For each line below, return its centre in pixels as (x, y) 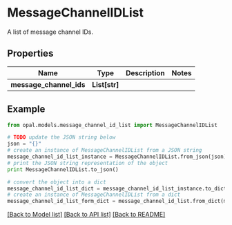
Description (145, 72)
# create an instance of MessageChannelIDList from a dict (94, 195)
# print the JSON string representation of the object (88, 163)
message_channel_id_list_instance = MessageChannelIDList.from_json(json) (117, 157)
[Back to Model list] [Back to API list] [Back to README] (86, 215)
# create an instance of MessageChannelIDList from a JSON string (105, 150)
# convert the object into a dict (57, 182)
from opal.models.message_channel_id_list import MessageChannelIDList (112, 125)
